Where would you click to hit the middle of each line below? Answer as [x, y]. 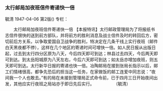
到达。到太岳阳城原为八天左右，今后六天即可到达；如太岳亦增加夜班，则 [81, 60]
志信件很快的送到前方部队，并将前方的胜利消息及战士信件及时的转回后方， [79, 35]
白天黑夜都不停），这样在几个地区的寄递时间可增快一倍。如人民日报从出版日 [81, 47]
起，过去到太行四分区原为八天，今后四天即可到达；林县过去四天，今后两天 [79, 54]
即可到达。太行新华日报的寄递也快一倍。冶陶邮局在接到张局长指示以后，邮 [83, 66]
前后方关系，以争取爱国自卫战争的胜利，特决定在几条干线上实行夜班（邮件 [83, 42]
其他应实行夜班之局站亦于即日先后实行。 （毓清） [72, 84]
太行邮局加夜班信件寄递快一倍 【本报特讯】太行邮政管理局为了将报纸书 [84, 30]
